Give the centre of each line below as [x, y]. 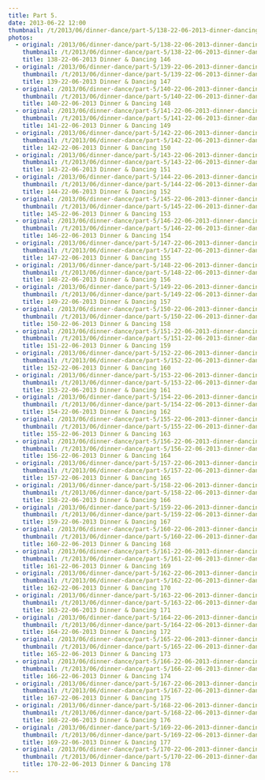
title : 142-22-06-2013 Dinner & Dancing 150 [97, 148]
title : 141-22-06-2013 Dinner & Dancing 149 [97, 126]
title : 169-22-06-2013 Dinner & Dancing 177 [97, 742]
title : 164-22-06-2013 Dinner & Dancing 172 [97, 632]
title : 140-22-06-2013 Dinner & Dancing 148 [97, 103]
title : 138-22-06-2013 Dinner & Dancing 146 [97, 60]
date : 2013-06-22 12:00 [47, 23]
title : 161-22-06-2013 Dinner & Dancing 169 [97, 566]
